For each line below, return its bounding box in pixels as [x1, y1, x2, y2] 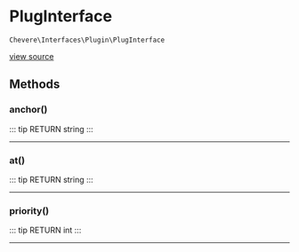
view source [9, 51, 54, 61]
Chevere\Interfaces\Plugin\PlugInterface [9, 35, 166, 44]
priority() [9, 204, 50, 217]
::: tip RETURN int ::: [9, 224, 82, 236]
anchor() [9, 104, 48, 116]
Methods [9, 77, 61, 92]
